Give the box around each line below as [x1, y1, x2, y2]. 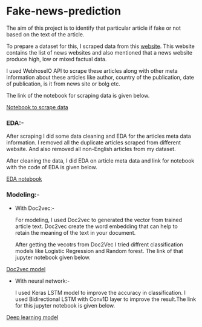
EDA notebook [6, 175, 42, 183]
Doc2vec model [6, 265, 46, 272]
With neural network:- [15, 277, 70, 285]
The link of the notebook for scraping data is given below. [6, 92, 150, 99]
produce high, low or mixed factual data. [6, 55, 107, 62]
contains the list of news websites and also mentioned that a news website [6, 49, 192, 56]
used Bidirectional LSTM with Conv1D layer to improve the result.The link [15, 295, 197, 303]
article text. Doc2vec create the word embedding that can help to [15, 223, 178, 230]
